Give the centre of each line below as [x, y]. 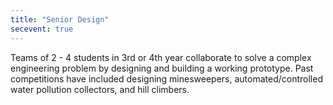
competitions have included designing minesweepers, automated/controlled [166, 78]
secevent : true [42, 29]
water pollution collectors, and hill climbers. [100, 89]
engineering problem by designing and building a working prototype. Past [162, 68]
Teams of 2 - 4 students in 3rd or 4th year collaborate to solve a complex [161, 57]
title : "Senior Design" [60, 19]
